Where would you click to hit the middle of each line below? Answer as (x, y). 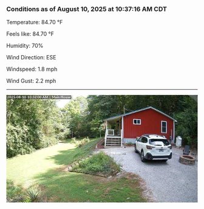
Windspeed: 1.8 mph (32, 69)
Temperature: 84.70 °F (35, 22)
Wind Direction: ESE (31, 58)
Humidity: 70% (25, 46)
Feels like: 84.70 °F (30, 34)
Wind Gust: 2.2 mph (31, 81)
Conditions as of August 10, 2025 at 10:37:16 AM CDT (87, 9)
